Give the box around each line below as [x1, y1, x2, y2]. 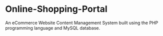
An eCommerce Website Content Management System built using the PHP [5, 20, 158, 26]
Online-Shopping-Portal [5, 3, 107, 15]
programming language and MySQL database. [5, 25, 100, 31]
